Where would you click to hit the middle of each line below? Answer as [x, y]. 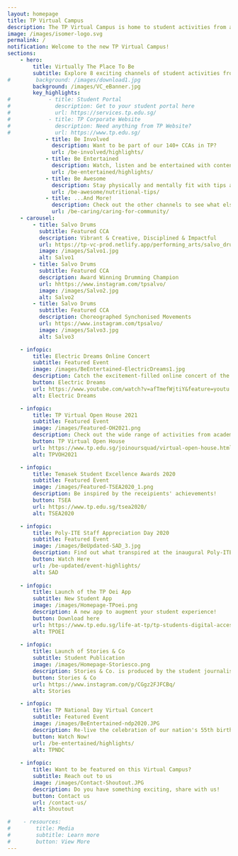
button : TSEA [52, 500]
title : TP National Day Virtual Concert [93, 710]
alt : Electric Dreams [65, 395]
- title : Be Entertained [82, 159]
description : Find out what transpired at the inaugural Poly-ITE [133, 553]
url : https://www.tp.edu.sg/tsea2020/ [90, 507]
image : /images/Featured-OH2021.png [87, 428]
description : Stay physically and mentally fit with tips [139, 185]
